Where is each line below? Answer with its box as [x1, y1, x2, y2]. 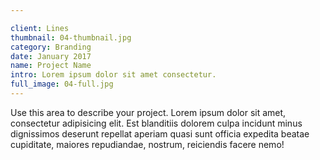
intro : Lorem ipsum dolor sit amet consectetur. [10, 70, 217, 80]
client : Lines [10, 23, 70, 33]
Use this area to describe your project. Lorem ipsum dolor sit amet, [10, 106, 287, 118]
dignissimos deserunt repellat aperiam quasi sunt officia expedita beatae [10, 127, 310, 140]
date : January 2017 [10, 51, 92, 61]
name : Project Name [10, 61, 92, 71]
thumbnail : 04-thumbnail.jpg [10, 32, 132, 43]
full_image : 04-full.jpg [10, 79, 114, 90]
